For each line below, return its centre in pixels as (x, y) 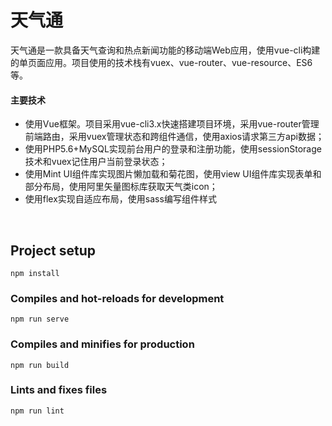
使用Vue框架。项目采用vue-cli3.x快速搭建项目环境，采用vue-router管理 (172, 124)
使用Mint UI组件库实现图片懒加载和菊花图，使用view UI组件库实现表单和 (173, 174)
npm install (35, 273)
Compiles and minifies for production (102, 344)
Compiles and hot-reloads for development (117, 298)
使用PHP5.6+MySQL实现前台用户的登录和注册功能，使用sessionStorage (173, 149)
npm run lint (37, 411)
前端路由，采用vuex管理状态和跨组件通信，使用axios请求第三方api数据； (174, 137)
